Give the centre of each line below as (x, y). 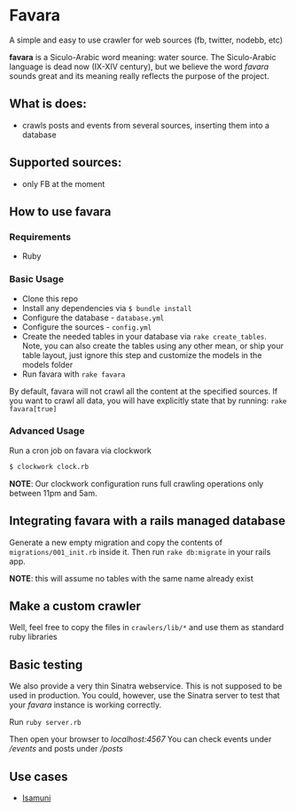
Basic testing (46, 664)
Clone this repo (50, 299)
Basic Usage (37, 279)
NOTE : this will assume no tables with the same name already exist (132, 578)
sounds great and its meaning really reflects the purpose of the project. (140, 75)
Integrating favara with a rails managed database (148, 521)
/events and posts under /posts (66, 749)
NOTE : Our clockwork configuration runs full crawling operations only (136, 483)
